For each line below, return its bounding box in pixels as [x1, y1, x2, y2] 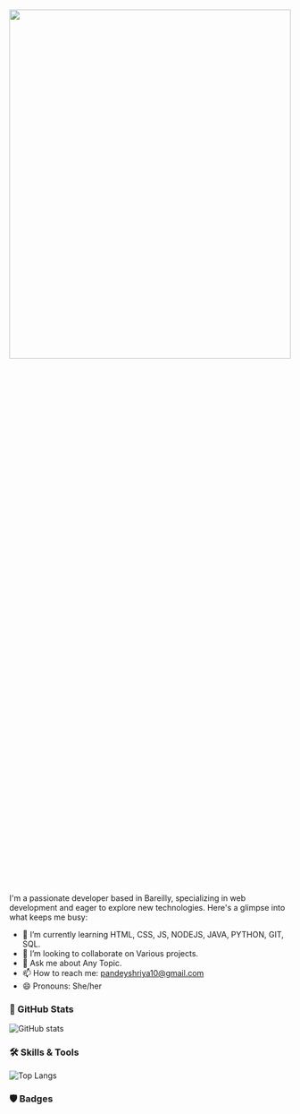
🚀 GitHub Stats [9, 1003, 74, 1015]
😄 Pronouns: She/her [21, 981, 103, 991]
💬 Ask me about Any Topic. [21, 957, 122, 968]
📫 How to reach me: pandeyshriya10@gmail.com [21, 967, 204, 978]
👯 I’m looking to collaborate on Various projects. [21, 947, 199, 958]
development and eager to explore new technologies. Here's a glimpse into [9, 902, 286, 913]
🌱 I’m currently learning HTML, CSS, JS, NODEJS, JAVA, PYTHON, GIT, [21, 929, 284, 939]
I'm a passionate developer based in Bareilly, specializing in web [9, 892, 246, 904]
